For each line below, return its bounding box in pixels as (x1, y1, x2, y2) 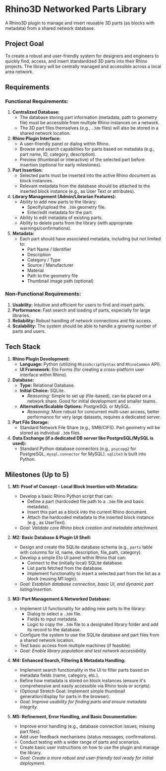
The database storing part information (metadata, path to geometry (19, 114, 158, 120)
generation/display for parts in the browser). (19, 694, 111, 699)
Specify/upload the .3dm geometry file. (27, 204, 106, 210)
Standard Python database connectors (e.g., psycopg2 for (19, 446, 136, 452)
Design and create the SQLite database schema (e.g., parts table (19, 544, 153, 550)
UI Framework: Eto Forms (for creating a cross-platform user (19, 366, 145, 372)
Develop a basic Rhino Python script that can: (19, 493, 113, 499)
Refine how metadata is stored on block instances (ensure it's (19, 678, 146, 684)
